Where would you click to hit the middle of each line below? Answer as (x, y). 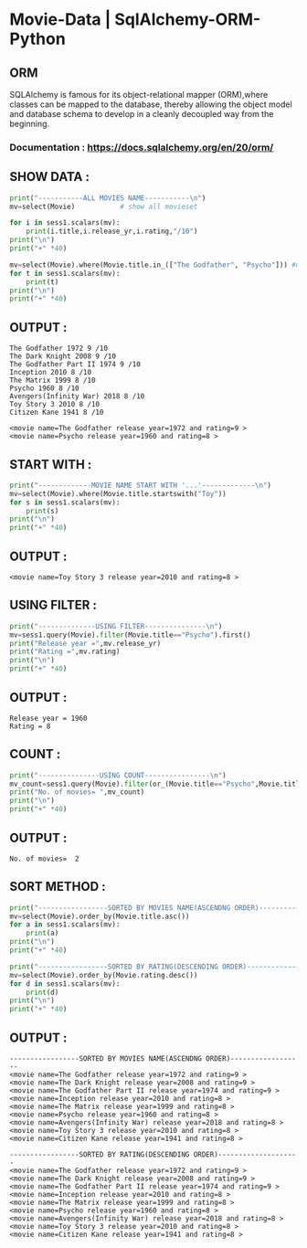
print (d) (42, 992)
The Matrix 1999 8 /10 (53, 381)
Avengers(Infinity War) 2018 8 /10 (77, 397)
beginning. (30, 124)
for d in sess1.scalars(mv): (65, 984)
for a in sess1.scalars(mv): (65, 925)
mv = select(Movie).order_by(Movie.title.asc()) (100, 916)
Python (37, 39)
